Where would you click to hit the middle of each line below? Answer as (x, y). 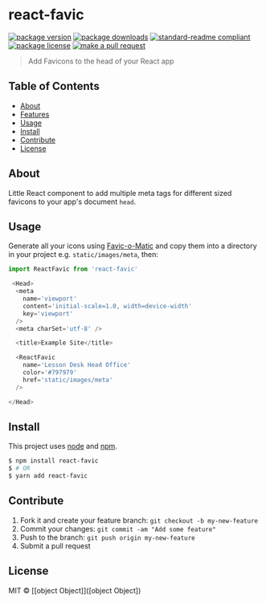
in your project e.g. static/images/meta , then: (84, 255)
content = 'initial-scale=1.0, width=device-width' (108, 306)
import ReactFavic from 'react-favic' (73, 269)
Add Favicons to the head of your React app (101, 61)
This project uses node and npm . (63, 446)
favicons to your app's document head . (72, 202)
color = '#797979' (50, 373)
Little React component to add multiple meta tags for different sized (120, 193)
